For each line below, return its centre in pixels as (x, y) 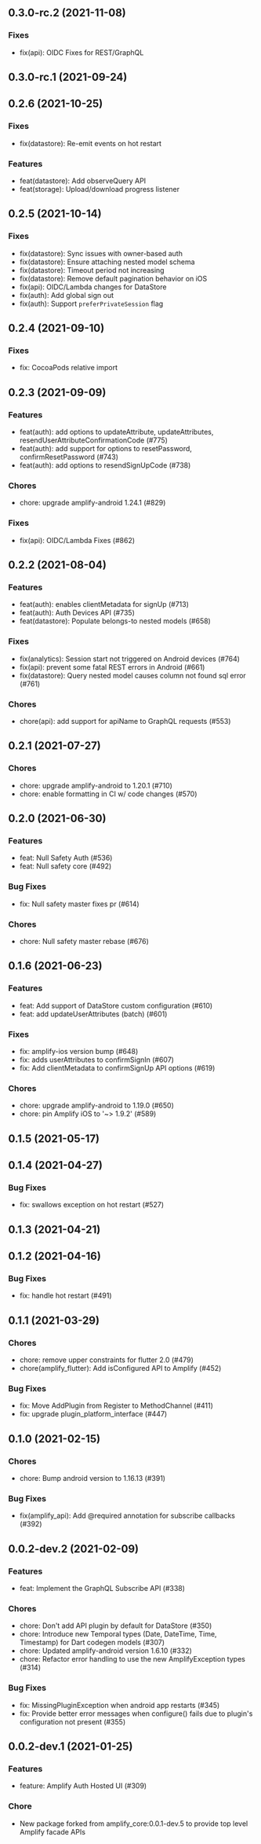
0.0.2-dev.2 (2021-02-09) (74, 1549)
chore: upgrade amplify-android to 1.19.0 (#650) (96, 1106)
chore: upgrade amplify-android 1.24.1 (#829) (92, 503)
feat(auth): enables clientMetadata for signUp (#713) (104, 604)
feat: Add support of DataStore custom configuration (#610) (116, 1005)
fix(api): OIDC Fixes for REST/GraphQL (82, 52)
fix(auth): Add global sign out (67, 295)
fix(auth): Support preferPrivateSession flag (91, 303)
